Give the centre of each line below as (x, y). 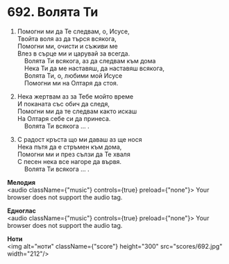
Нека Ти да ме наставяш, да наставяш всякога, (94, 68)
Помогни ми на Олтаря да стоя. (71, 83)
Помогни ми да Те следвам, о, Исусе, (73, 31)
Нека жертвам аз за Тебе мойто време (75, 96)
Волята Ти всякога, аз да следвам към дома (90, 60)
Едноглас (22, 211)
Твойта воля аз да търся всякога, (67, 38)
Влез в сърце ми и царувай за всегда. (74, 53)
